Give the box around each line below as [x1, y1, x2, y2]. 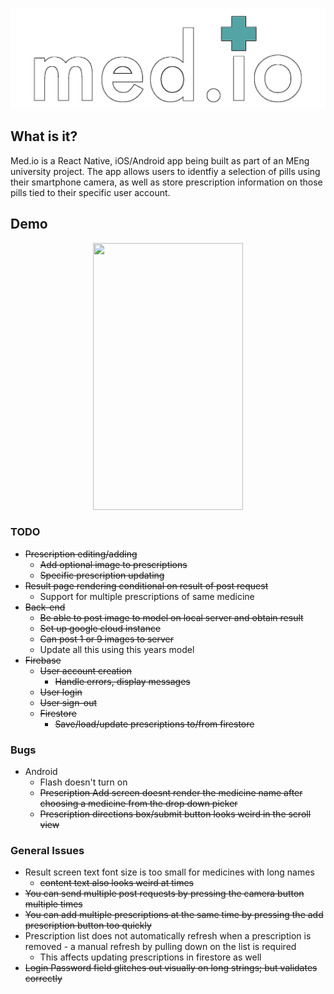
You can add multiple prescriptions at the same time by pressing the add [24, 909, 324, 921]
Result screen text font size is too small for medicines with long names [24, 866, 315, 878]
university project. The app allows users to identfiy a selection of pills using [10, 165, 321, 177]
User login [39, 686, 83, 698]
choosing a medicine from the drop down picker [39, 798, 238, 810]
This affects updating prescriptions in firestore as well [39, 951, 262, 963]
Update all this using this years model [39, 643, 195, 655]
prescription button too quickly [24, 919, 152, 932]
